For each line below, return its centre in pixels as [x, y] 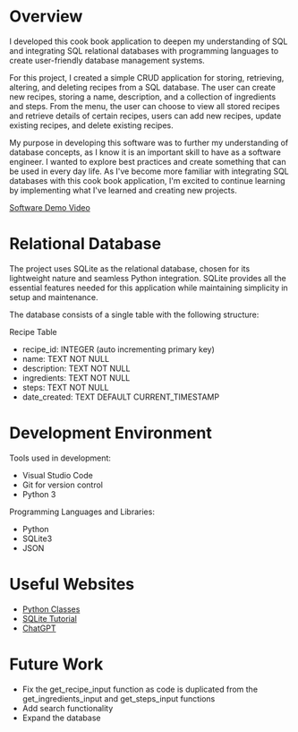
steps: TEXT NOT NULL [65, 387]
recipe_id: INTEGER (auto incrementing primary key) [118, 349]
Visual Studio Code [58, 475]
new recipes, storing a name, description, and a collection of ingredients [143, 97]
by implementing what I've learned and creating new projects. [123, 190]
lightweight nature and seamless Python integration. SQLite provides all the [148, 278]
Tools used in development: [60, 458]
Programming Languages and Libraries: [82, 512]
